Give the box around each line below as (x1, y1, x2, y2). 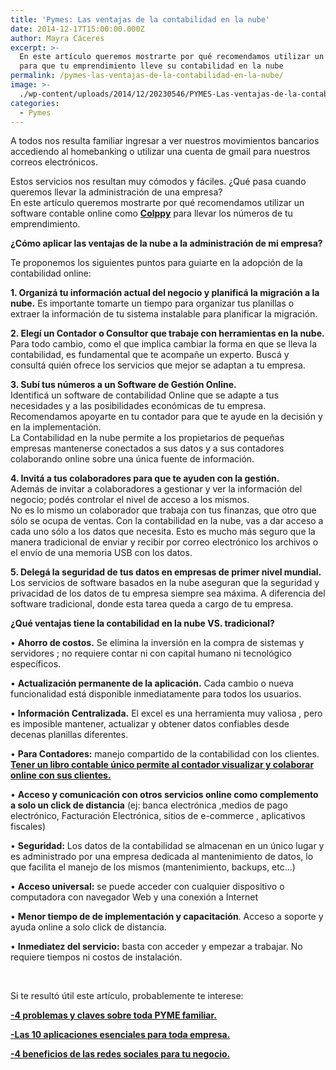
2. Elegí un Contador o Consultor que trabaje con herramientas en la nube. (10, 327, 325, 340)
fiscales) (10, 821, 47, 833)
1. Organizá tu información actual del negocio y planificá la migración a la (10, 287, 320, 299)
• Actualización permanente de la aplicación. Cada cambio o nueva (10, 677, 294, 690)
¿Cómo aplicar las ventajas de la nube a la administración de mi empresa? (10, 237, 323, 250)
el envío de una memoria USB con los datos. (10, 547, 193, 559)
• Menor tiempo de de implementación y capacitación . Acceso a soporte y (10, 911, 324, 923)
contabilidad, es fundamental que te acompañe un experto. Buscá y (10, 349, 290, 361)
